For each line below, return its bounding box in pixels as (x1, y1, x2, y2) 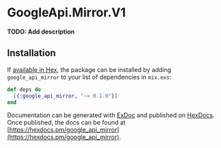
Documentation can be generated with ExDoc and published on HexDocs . (7, 111, 215, 119)
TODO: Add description (7, 27, 75, 36)
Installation (7, 47, 56, 59)
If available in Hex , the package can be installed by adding (7, 65, 172, 73)
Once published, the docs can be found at (7, 119, 126, 127)
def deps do (7, 86, 41, 93)
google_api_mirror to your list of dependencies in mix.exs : (7, 73, 172, 81)
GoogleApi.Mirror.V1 (7, 5, 127, 21)
